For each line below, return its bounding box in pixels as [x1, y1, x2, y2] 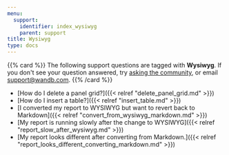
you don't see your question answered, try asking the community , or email [7, 68, 219, 76]
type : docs [7, 42, 39, 49]
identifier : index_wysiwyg [19, 23, 97, 30]
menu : [7, 10, 23, 17]
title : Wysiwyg [7, 36, 51, 43]
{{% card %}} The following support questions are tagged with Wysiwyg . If [7, 61, 222, 69]
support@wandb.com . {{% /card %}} [7, 76, 113, 83]
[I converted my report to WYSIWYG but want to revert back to [17, 104, 195, 112]
